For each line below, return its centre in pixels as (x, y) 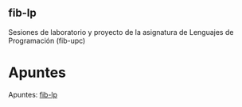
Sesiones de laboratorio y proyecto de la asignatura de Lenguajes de (121, 32)
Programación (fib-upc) (47, 40)
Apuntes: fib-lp (33, 94)
